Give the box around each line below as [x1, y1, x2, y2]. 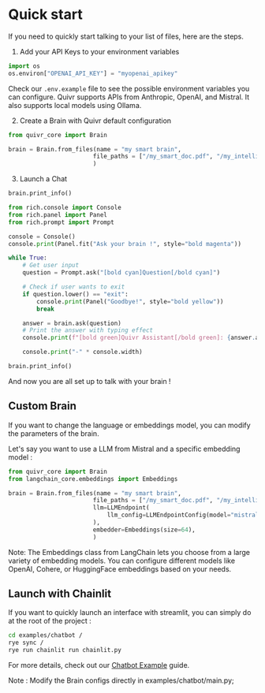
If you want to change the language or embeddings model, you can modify [8, 420, 251, 430]
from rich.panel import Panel [8, 211, 108, 218]
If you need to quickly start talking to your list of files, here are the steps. [8, 32, 244, 41]
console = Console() [8, 233, 77, 240]
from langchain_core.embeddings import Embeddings [8, 475, 178, 482]
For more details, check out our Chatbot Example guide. [8, 661, 190, 670]
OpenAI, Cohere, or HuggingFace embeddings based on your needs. [8, 564, 232, 573]
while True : [8, 254, 47, 262]
